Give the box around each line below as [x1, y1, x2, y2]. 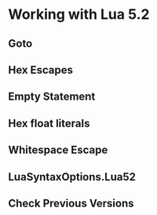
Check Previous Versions [8, 196, 134, 210]
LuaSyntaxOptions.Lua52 [8, 170, 136, 184]
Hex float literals [8, 116, 90, 130]
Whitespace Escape [8, 144, 108, 157]
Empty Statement [8, 90, 96, 104]
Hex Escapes [8, 63, 73, 76]
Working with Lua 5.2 [8, 5, 150, 24]
